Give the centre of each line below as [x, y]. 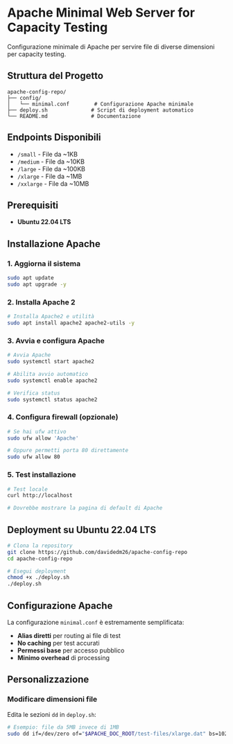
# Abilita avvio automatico [48, 374]
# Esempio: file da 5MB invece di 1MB [63, 727]
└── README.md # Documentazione [74, 116]
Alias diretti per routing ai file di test [69, 635]
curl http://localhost [40, 496]
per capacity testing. [37, 54]
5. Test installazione [42, 475]
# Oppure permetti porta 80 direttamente [68, 451]
